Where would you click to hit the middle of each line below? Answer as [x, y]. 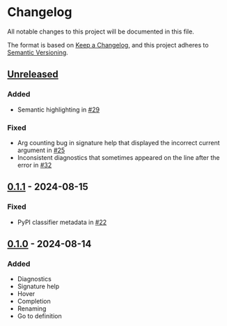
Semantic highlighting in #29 [58, 110]
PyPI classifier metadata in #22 [62, 222]
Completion [34, 302]
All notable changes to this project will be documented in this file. [101, 31]
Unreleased [33, 74]
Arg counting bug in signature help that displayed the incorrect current [119, 142]
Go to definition [39, 316]
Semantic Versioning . [38, 52]
